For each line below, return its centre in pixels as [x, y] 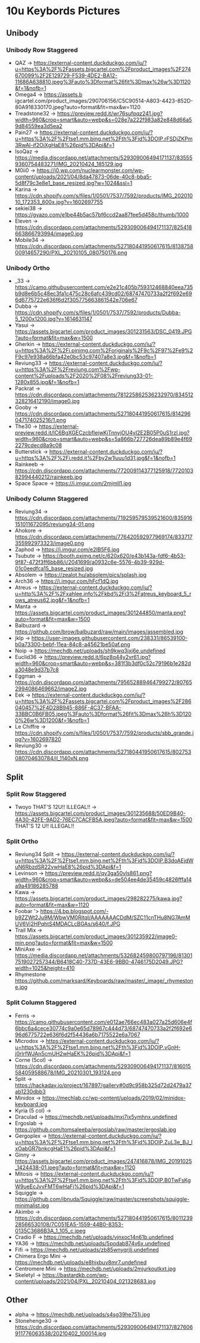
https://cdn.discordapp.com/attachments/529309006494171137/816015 [103, 1066]
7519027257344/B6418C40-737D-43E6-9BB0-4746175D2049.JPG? [99, 962]
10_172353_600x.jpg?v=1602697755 [59, 202]
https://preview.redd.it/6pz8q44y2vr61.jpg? [98, 657]
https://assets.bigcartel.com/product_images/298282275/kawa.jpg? [99, 899]
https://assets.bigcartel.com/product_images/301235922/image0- [96, 936]
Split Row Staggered [36, 794]
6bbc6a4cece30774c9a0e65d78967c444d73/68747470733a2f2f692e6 [103, 1028]
